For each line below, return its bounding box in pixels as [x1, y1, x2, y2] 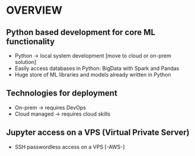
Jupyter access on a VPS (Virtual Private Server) [6, 128, 190, 138]
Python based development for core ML [6, 27, 156, 37]
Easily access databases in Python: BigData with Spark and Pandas [14, 65, 180, 72]
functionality [6, 36, 55, 46]
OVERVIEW [6, 4, 63, 17]
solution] [14, 59, 37, 65]
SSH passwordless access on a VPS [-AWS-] [14, 143, 125, 150]
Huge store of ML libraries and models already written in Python [14, 71, 171, 78]
